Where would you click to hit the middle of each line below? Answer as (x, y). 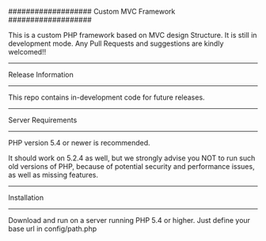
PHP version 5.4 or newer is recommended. (79, 143)
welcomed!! (27, 52)
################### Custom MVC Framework (92, 11)
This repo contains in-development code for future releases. (106, 97)
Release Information (41, 75)
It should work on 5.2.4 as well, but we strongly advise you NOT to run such (132, 158)
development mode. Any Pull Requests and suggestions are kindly (116, 43)
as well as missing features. (53, 175)
